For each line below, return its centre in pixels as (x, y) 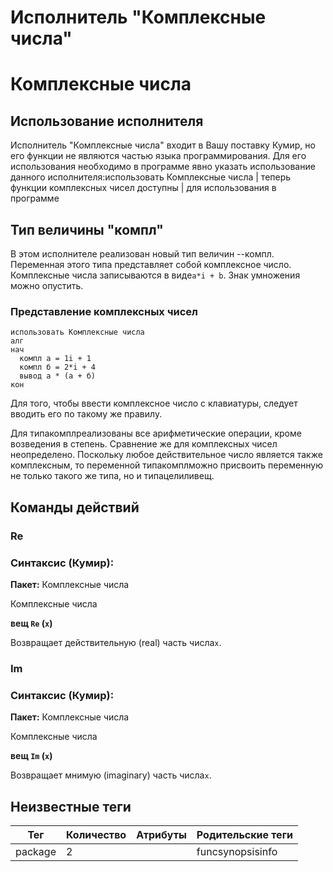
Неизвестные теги (71, 806)
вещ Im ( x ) (31, 756)
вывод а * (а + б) (58, 376)
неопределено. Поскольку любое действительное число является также (166, 455)
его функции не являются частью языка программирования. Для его (158, 156)
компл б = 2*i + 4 (58, 367)
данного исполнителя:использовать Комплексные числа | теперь (151, 177)
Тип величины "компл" (87, 229)
